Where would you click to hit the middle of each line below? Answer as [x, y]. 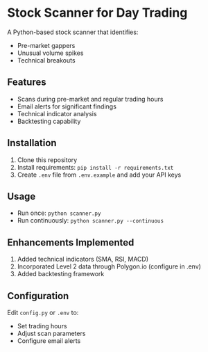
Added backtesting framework [61, 274]
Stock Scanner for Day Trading [97, 13]
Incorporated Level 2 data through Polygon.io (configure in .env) [109, 266]
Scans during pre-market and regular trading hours [90, 99]
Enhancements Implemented [71, 242]
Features [27, 82]
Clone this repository [47, 160]
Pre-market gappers [46, 45]
